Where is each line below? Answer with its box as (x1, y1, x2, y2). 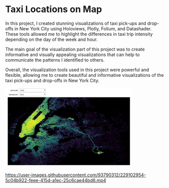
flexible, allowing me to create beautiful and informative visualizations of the (5, 72, 164, 78)
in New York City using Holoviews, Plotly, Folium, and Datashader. (14, 25, 152, 31)
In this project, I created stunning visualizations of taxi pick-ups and (5, 20, 147, 26)
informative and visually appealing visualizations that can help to (5, 52, 140, 58)
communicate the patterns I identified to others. (5, 57, 105, 63)
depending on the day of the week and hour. (5, 36, 98, 42)
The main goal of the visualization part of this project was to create (5, 46, 145, 52)
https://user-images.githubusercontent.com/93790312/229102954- (5, 172, 146, 178)
